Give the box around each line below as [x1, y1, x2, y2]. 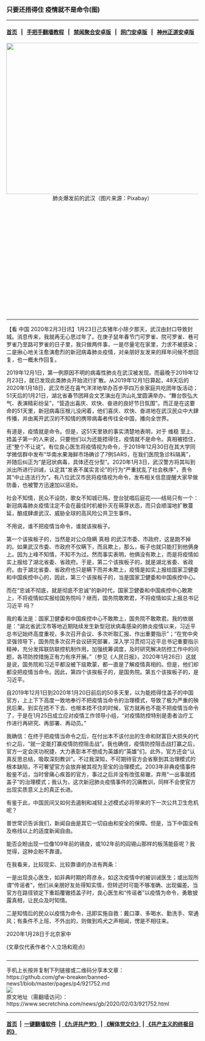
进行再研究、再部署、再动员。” [11, 719, 87, 726]
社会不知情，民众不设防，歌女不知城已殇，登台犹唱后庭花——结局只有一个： [6, 494, 199, 502]
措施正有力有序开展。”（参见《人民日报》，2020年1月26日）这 [38, 652, 191, 660]
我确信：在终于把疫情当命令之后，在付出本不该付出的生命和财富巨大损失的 [6, 732, 193, 740]
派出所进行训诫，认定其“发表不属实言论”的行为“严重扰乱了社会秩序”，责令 [6, 466, 192, 473]
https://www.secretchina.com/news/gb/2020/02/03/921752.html [6, 1000, 170, 1007]
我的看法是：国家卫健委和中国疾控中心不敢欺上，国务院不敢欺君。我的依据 [6, 615, 193, 622]
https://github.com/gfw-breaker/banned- [6, 973, 110, 981]
